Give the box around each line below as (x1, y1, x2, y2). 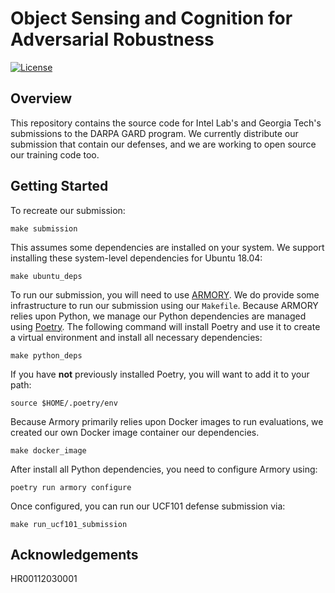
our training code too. (10, 148, 100, 161)
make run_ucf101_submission (10, 519, 128, 529)
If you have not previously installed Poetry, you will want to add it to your (10, 368, 310, 380)
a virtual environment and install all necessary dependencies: (10, 331, 263, 343)
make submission (10, 223, 78, 234)
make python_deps (10, 350, 83, 361)
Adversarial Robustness (10, 28, 215, 51)
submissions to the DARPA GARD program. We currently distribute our (10, 127, 299, 139)
